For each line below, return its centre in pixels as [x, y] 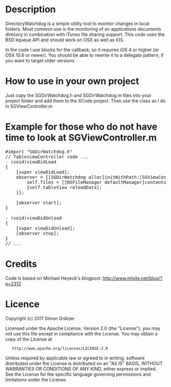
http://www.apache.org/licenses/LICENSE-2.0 [60, 348]
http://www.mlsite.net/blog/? [133, 278]
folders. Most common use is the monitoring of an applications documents [83, 29]
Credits [21, 264]
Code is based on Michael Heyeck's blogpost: [53, 278]
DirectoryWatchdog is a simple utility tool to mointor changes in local [77, 23]
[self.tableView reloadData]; [64, 187]
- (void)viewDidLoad [31, 162]
